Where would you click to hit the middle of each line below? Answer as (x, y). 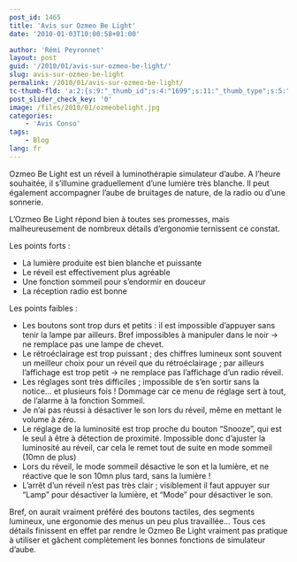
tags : (19, 132)
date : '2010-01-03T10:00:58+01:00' (75, 34)
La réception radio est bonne (75, 291)
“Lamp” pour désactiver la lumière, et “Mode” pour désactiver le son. (147, 494)
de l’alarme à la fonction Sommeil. (84, 400)
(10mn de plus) (49, 457)
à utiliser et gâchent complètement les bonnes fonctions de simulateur (137, 540)
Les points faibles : (43, 308)
